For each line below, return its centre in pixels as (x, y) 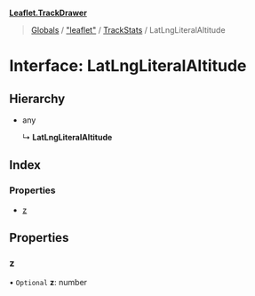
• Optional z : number (48, 283)
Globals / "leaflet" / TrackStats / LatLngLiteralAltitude (128, 30)
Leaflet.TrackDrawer (48, 13)
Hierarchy (37, 98)
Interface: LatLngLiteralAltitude (128, 66)
